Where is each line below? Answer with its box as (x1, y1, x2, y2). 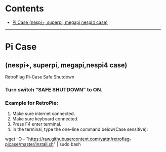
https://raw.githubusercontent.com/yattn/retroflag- (28, 136, 132, 142)
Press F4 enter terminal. (12, 121, 62, 127)
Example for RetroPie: (5, 99, 58, 106)
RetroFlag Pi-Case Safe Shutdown (5, 74, 75, 79)
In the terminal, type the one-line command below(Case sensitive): (12, 126, 148, 132)
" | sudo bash (53, 141, 81, 147)
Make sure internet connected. (12, 111, 75, 116)
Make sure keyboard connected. (12, 116, 79, 122)
